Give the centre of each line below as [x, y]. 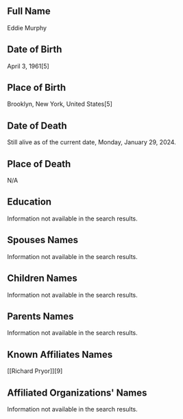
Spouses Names [43, 240]
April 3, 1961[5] [28, 66]
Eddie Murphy [27, 27]
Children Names [42, 279]
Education [29, 202]
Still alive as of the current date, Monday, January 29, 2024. [91, 142]
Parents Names [40, 316]
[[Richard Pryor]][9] [35, 371]
